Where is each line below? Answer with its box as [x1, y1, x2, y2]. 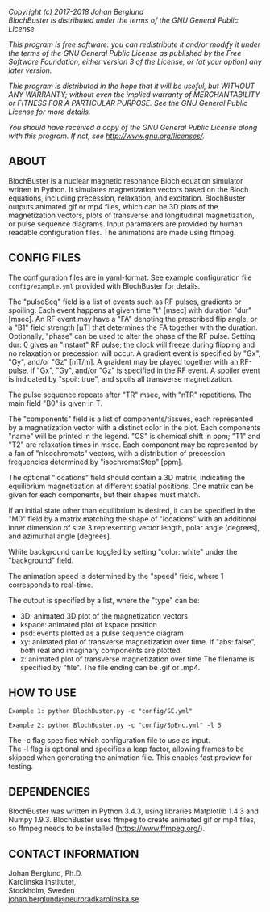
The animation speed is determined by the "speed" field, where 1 [8, 571, 224, 581]
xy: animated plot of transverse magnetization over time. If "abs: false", [19, 636, 256, 646]
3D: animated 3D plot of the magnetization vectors [19, 610, 188, 621]
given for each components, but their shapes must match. [8, 489, 201, 500]
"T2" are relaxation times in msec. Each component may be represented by [8, 440, 259, 450]
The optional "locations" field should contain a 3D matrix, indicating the [8, 472, 246, 482]
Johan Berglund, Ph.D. [8, 868, 83, 878]
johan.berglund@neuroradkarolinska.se [8, 894, 139, 904]
